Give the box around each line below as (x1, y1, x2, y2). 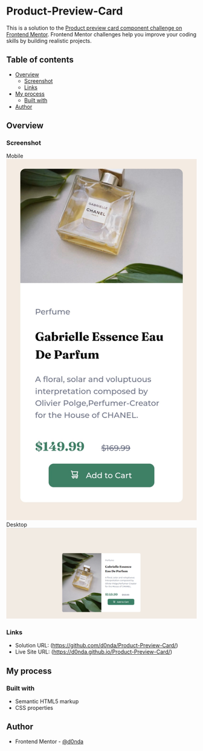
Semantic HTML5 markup (14, 698, 79, 705)
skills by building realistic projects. (6, 37, 92, 44)
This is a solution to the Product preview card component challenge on (6, 24, 182, 31)
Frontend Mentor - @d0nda (14, 738, 83, 745)
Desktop (6, 521, 27, 528)
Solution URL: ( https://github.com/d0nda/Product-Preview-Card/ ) (14, 642, 178, 649)
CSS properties (14, 704, 53, 712)
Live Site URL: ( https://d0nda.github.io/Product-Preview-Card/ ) (14, 648, 173, 655)
